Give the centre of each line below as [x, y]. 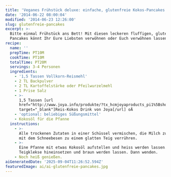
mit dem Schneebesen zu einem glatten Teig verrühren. [78, 138]
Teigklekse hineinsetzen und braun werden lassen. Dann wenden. [88, 153]
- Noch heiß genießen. [38, 157]
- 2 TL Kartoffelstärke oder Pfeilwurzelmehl [64, 86]
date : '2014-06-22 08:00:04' [36, 15]
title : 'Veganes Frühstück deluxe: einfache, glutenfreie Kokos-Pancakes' [86, 10]
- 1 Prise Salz [31, 91]
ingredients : [24, 72]
